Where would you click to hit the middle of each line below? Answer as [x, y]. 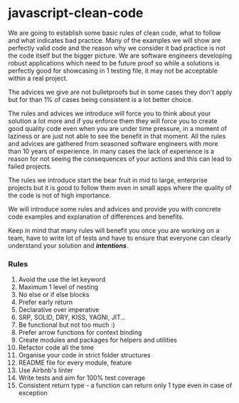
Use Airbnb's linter [46, 370]
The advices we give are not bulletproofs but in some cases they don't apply [120, 92]
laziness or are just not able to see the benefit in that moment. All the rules [117, 136]
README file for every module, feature [75, 363]
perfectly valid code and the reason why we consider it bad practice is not [117, 48]
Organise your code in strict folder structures [85, 355]
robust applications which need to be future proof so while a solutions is [114, 63]
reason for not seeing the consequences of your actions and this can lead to [120, 159]
